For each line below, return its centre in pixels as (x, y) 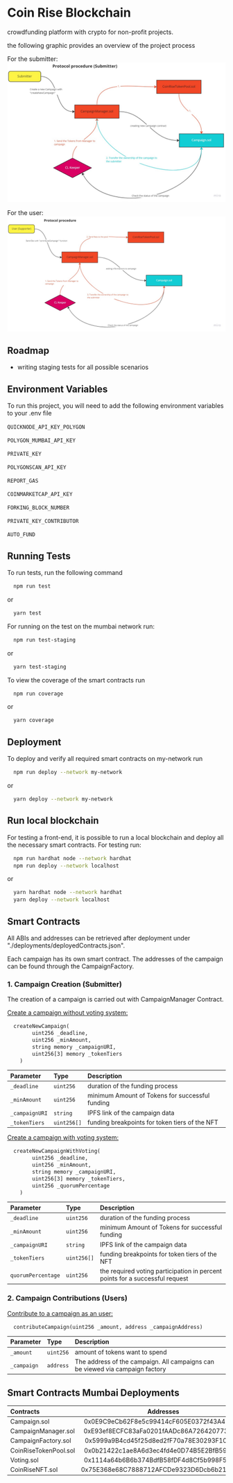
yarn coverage (34, 720)
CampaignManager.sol (42, 1431)
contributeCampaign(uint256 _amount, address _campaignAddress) (108, 1327)
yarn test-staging (40, 667)
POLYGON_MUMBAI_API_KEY (42, 441)
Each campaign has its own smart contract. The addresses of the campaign (115, 959)
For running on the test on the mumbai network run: (81, 626)
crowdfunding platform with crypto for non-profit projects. (90, 32)
